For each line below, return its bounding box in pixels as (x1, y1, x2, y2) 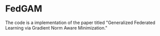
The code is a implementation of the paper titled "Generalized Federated (5, 19, 155, 25)
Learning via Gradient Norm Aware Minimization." (5, 24, 108, 30)
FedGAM (5, 3, 43, 14)
